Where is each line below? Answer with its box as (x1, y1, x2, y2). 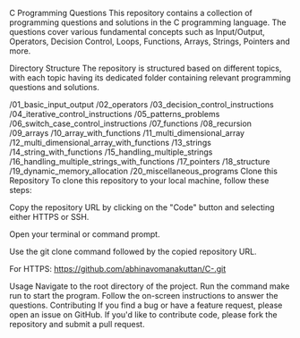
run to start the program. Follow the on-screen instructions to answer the (9, 291, 279, 300)
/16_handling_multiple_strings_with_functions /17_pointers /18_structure (9, 156, 270, 166)
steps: (9, 185, 32, 195)
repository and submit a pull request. (9, 319, 145, 329)
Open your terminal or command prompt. (9, 229, 160, 240)
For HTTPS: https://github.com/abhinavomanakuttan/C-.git (9, 264, 227, 274)
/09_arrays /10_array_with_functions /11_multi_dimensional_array (9, 128, 244, 138)
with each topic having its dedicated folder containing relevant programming (9, 72, 291, 83)
